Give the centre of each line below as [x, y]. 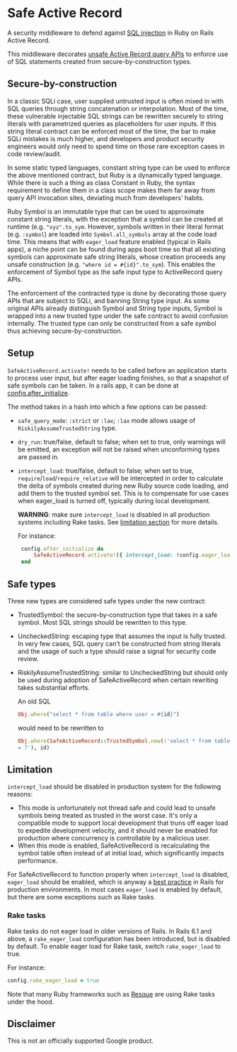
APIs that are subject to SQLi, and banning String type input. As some [109, 300]
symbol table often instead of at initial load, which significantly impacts [121, 853]
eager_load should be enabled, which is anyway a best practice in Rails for [116, 882]
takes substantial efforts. [54, 687]
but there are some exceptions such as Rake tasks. [81, 897]
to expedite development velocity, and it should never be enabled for [118, 831]
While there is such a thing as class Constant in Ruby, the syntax [102, 182]
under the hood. [31, 1002]
